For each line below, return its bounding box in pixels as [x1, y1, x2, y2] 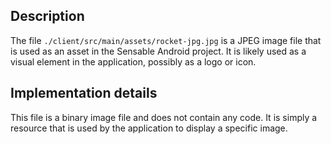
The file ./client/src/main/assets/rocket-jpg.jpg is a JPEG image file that [10, 34, 322, 46]
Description [10, 8, 85, 25]
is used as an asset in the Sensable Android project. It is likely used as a [10, 45, 307, 57]
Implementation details [10, 85, 158, 102]
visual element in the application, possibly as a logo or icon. [10, 55, 257, 68]
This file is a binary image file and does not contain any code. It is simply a [10, 111, 318, 123]
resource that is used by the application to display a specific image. [10, 122, 288, 134]
